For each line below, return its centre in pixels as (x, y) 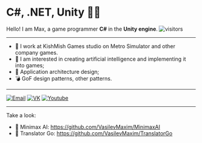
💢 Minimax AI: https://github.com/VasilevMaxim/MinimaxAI (87, 127)
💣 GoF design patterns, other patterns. (63, 78)
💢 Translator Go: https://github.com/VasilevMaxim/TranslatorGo (93, 133)
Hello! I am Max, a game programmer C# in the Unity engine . (82, 29)
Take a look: (21, 115)
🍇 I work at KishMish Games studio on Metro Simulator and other (95, 46)
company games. (36, 52)
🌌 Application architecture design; (57, 71)
